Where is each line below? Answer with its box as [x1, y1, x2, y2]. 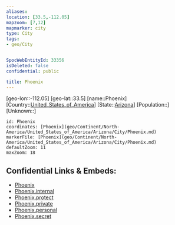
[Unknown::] [6, 107, 37, 115]
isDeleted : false [6, 62, 49, 68]
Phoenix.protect [14, 194, 54, 201]
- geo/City [6, 42, 33, 48]
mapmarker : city [6, 25, 46, 31]
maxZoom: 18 [6, 150, 35, 156]
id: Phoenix [6, 119, 35, 125]
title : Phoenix [6, 79, 44, 85]
